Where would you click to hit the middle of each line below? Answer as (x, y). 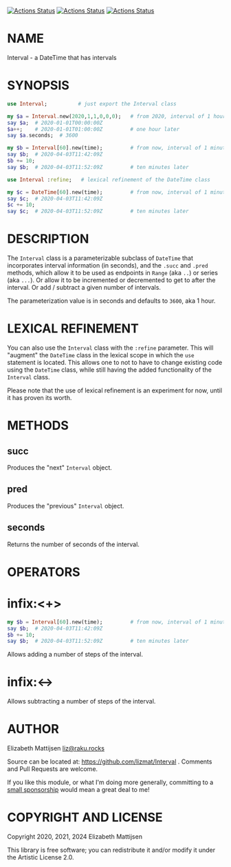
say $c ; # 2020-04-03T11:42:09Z (55, 199)
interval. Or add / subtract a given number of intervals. (84, 288)
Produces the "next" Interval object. (59, 468)
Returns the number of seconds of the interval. (73, 544)
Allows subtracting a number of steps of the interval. (81, 701)
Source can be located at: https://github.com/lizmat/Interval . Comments (110, 761)
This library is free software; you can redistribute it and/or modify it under (111, 850)
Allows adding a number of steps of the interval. (75, 655)
